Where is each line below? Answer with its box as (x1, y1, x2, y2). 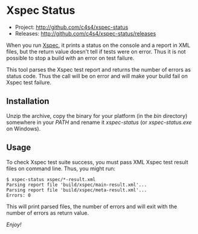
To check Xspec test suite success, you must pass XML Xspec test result (6, 158, 188, 165)
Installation (6, 96, 49, 106)
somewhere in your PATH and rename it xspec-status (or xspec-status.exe (6, 119, 192, 126)
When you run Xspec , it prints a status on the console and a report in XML (6, 42, 191, 49)
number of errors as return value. (6, 209, 89, 217)
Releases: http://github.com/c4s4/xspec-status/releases (14, 29, 156, 37)
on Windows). (6, 125, 41, 132)
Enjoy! (6, 221, 22, 228)
